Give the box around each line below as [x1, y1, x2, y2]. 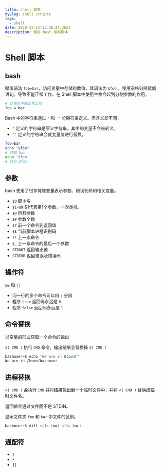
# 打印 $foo [5, 159, 28, 164]
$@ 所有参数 [12, 210, 36, 216]
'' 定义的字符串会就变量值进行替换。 [12, 131, 87, 137]
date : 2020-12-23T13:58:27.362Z [5, 25, 71, 30]
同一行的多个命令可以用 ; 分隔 [12, 292, 72, 298]
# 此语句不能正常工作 [5, 101, 42, 106]
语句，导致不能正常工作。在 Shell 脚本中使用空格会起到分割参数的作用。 [5, 91, 150, 97]
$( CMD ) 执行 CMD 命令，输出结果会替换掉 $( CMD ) [5, 344, 107, 350]
